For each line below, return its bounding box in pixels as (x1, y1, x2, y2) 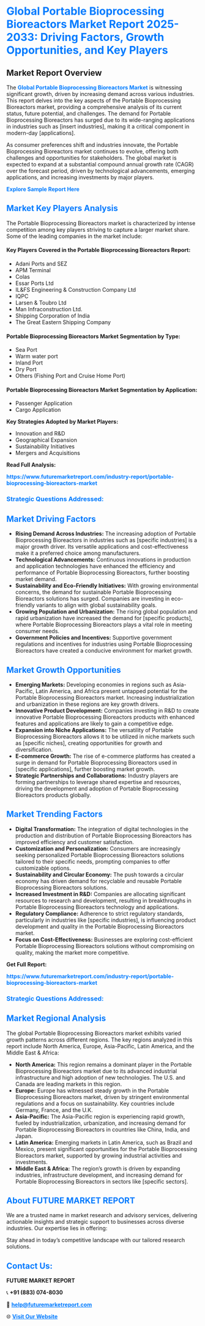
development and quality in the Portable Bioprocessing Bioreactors (15, 922, 184, 930)
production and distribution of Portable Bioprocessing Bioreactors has (15, 832, 192, 839)
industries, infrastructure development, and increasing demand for (15, 1171, 184, 1179)
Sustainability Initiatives (15, 443, 75, 450)
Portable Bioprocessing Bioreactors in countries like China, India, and (15, 1125, 190, 1133)
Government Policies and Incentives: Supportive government (15, 634, 173, 642)
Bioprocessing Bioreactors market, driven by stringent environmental (15, 1093, 189, 1100)
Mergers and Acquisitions (15, 450, 81, 457)
